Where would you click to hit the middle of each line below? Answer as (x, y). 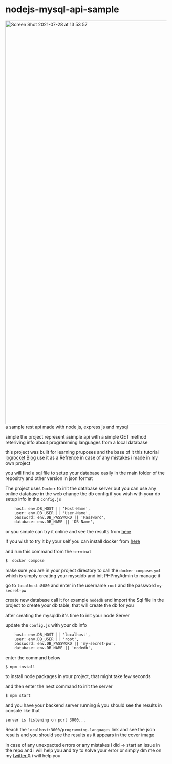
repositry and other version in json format (49, 478)
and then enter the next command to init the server (59, 686)
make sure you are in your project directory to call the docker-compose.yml (83, 570)
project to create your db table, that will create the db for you (70, 605)
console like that (23, 710)
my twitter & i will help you (33, 755)
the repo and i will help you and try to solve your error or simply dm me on (83, 750)
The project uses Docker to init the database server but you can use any (81, 488)
